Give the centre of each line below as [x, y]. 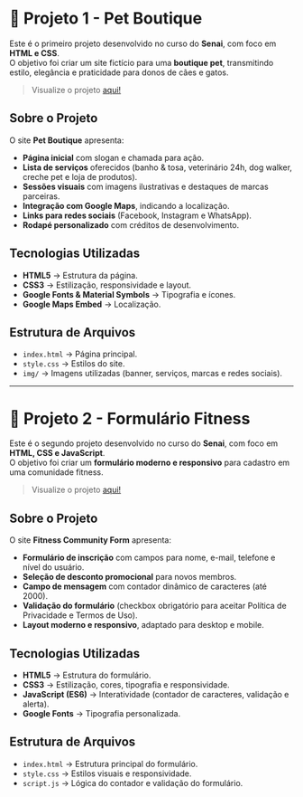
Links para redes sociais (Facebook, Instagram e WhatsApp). [137, 215]
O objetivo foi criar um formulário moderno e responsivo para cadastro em [150, 463]
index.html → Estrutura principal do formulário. [110, 764]
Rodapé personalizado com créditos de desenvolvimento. [131, 224]
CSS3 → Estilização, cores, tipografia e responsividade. [126, 684]
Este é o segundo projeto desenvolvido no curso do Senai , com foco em [144, 443]
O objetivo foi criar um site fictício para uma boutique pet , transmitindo [142, 62]
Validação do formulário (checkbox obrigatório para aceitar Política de [154, 606]
